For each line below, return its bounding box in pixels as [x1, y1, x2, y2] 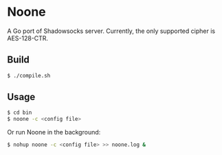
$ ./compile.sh [7, 72, 51, 79]
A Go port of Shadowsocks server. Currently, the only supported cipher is [7, 27, 215, 35]
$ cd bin [7, 109, 32, 117]
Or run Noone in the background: [7, 128, 101, 136]
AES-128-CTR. [7, 34, 49, 42]
